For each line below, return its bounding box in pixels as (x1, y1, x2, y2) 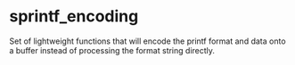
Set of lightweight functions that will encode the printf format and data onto (9, 36, 287, 46)
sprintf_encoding (9, 6, 139, 27)
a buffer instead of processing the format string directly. (9, 45, 216, 55)
